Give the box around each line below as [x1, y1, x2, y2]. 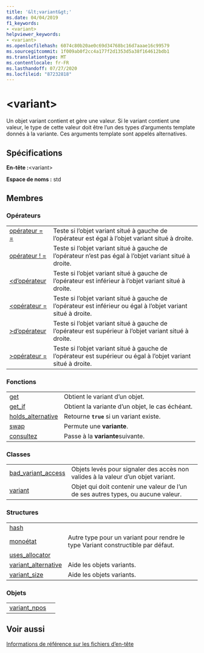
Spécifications [6, 148, 63, 158]
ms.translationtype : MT [6, 54, 67, 60]
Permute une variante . [63, 422, 129, 430]
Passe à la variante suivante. [63, 432, 144, 440]
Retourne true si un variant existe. [63, 412, 161, 420]
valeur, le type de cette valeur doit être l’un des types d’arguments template [6, 124, 195, 131]
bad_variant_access [9, 469, 66, 477]
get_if [9, 402, 26, 411]
